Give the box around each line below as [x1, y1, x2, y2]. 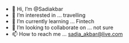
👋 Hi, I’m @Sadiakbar [11, 6, 63, 12]
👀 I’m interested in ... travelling [11, 12, 86, 19]
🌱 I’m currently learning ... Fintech [11, 18, 95, 24]
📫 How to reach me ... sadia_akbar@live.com [11, 31, 123, 37]
